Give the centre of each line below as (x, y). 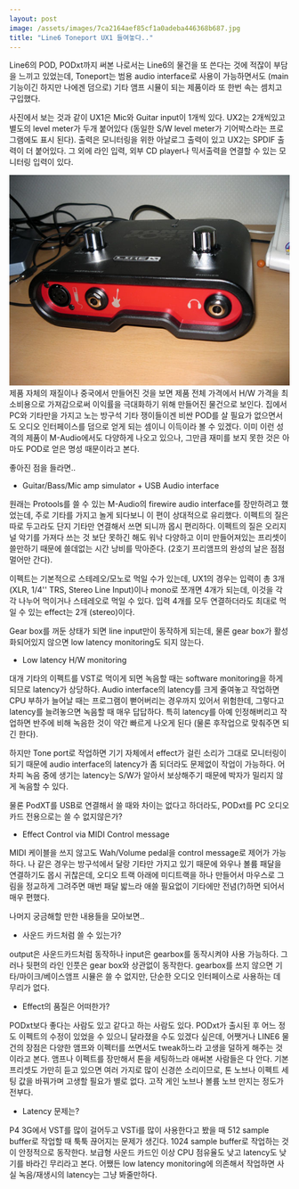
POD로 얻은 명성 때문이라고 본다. (82, 449)
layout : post (33, 19)
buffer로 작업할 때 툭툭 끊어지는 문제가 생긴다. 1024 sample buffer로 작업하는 (145, 1142)
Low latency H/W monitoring (74, 660)
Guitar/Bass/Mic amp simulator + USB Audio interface (121, 486)
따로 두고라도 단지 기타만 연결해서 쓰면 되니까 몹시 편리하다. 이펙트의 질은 (136, 527)
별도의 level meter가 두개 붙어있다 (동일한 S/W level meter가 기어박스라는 (138, 128)
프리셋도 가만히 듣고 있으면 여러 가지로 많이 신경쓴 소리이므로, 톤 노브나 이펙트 (145, 1070)
